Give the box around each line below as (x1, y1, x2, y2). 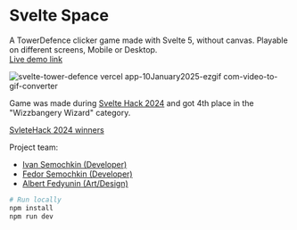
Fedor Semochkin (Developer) (21, 168, 133, 179)
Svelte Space (9, 5, 110, 26)
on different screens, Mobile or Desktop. (9, 44, 158, 54)
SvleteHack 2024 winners (9, 124, 104, 135)
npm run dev (9, 211, 54, 221)
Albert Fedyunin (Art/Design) (21, 177, 129, 188)
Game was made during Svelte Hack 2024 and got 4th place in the (9, 97, 254, 108)
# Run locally (9, 195, 62, 204)
